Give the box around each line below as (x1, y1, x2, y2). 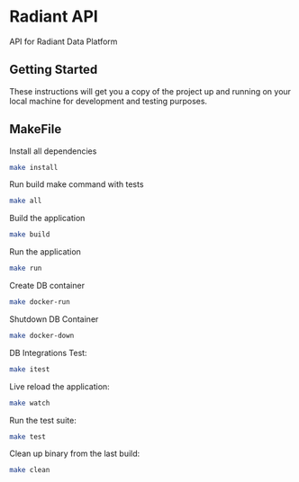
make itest (9, 364, 50, 374)
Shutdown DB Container (9, 313, 99, 325)
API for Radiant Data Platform (9, 36, 118, 47)
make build (9, 230, 50, 239)
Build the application (9, 213, 86, 224)
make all (9, 196, 42, 206)
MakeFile (9, 121, 62, 137)
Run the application (9, 246, 81, 257)
